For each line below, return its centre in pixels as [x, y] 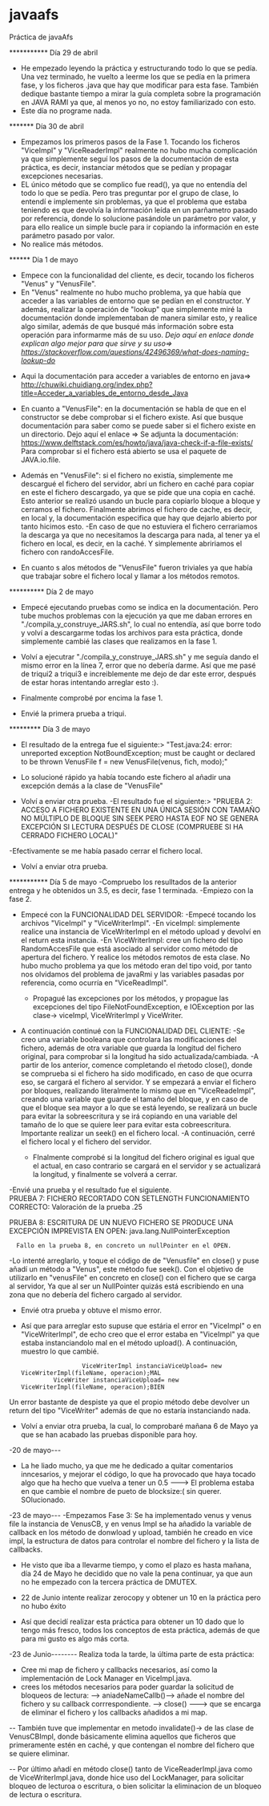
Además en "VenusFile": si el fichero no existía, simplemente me [127, 475]
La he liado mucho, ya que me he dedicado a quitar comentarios [127, 1465]
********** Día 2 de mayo [52, 591]
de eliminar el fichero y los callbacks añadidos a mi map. [114, 1712]
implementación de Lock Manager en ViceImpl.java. [106, 1678]
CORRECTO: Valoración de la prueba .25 [76, 1207]
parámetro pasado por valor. [68, 235]
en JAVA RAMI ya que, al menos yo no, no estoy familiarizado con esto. [138, 102]
